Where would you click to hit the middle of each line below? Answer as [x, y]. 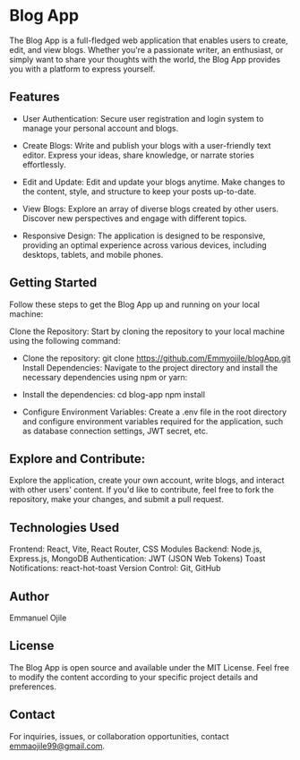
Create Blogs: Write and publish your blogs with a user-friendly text [146, 145]
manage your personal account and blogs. [100, 128]
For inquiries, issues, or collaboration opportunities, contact [120, 736]
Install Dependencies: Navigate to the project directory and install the [150, 367]
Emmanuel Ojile [38, 618]
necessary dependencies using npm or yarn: [105, 377]
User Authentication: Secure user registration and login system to [143, 118]
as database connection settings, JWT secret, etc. [115, 431]
